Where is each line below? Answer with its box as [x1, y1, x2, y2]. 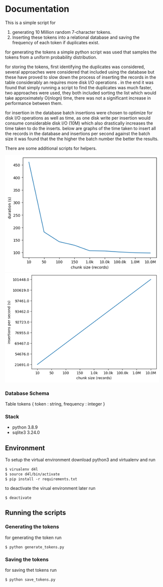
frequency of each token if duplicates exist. [12, 39, 100, 45]
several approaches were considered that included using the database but [5, 69, 155, 75]
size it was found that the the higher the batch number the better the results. [5, 136, 159, 142]
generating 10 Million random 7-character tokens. [12, 29, 112, 35]
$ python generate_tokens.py [5, 544, 64, 550]
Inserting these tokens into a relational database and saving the [12, 34, 140, 40]
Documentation [5, 3, 70, 15]
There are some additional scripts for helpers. [5, 145, 97, 151]
